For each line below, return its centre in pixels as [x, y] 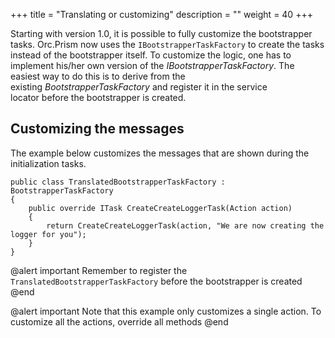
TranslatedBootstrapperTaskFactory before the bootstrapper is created [156, 281]
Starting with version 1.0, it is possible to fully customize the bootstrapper [161, 33]
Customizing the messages [97, 129]
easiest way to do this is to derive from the [98, 76]
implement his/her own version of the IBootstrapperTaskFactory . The [152, 65]
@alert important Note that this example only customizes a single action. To [166, 311]
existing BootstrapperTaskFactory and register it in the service [139, 87]
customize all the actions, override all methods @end [119, 321]
